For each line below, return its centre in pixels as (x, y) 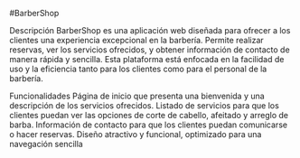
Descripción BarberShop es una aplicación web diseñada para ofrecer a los (150, 30)
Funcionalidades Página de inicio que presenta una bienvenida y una (137, 96)
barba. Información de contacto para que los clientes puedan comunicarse (148, 125)
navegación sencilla (46, 144)
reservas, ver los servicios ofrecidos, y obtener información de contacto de (150, 50)
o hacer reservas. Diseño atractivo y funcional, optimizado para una (136, 134)
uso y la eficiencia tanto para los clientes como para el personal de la (138, 69)
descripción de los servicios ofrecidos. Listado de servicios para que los (145, 106)
